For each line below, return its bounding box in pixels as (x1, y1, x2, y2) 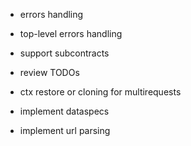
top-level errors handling (19, 28, 123, 39)
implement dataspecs (19, 105, 110, 117)
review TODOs (19, 67, 80, 78)
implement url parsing (19, 125, 111, 136)
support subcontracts (19, 47, 110, 59)
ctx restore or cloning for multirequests (19, 86, 182, 98)
